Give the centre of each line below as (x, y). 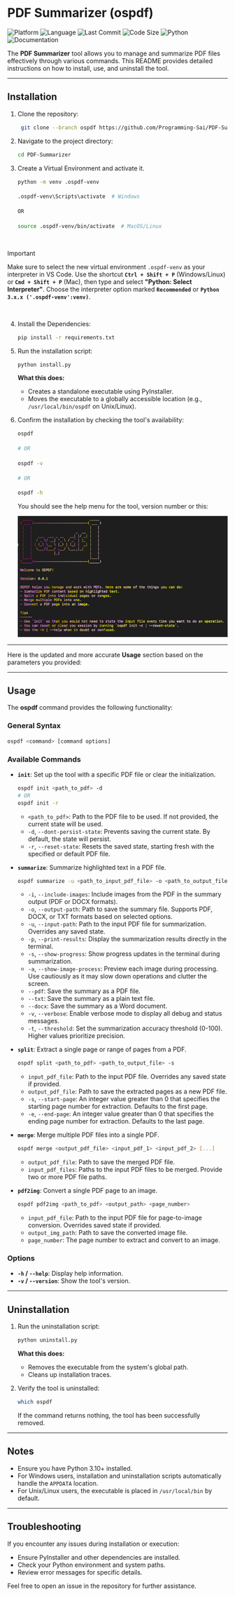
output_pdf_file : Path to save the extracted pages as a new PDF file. (127, 1091)
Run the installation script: (55, 351)
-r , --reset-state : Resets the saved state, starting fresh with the (121, 846)
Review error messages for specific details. (80, 1572)
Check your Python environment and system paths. (91, 1565)
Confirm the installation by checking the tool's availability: (100, 420)
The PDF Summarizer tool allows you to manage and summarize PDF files (114, 53)
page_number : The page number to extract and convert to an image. (124, 1240)
